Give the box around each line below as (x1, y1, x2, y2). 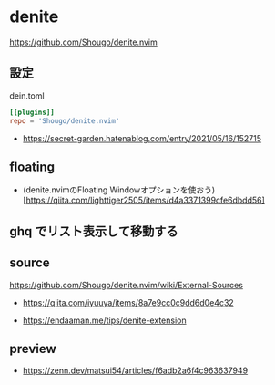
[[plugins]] (9, 108, 55, 117)
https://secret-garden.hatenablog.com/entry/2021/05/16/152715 (22, 132, 262, 143)
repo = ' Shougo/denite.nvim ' (9, 116, 120, 125)
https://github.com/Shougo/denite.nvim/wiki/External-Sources (9, 279, 244, 290)
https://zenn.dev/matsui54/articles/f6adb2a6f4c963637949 (22, 365, 249, 376)
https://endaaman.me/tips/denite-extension (22, 315, 187, 326)
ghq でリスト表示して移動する (9, 224, 178, 239)
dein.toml (9, 89, 45, 101)
